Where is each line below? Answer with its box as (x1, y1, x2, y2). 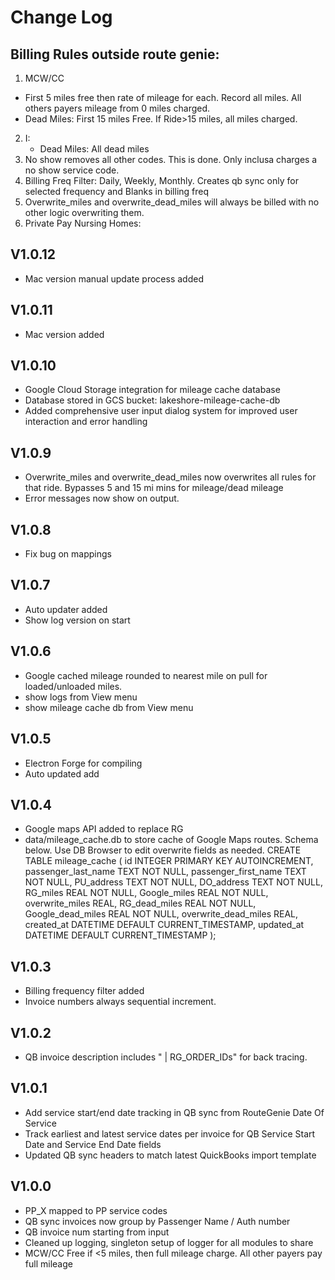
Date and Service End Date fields (24, 1138, 162, 1150)
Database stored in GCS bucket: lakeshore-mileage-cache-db (24, 394, 281, 406)
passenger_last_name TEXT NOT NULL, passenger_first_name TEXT (24, 866, 307, 878)
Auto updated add (24, 767, 100, 780)
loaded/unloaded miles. (24, 680, 123, 692)
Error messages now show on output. (24, 492, 180, 505)
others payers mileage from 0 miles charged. (24, 102, 211, 114)
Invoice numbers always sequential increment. (24, 996, 217, 1008)
